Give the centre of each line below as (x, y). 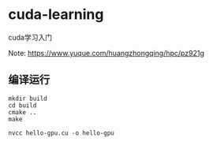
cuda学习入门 (30, 37)
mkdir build (28, 99)
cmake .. (22, 112)
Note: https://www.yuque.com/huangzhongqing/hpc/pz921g (106, 53)
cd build (22, 105)
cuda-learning (56, 15)
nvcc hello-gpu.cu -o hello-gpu (61, 133)
